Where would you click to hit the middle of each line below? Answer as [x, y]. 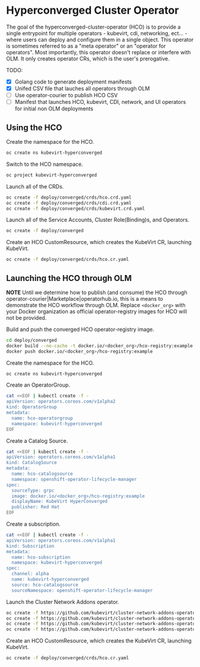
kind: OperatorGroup [32, 407]
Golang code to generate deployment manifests [73, 82]
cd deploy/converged [32, 340]
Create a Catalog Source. [37, 441]
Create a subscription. [33, 524]
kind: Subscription [30, 546]
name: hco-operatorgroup [42, 418]
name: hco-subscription [41, 557]
